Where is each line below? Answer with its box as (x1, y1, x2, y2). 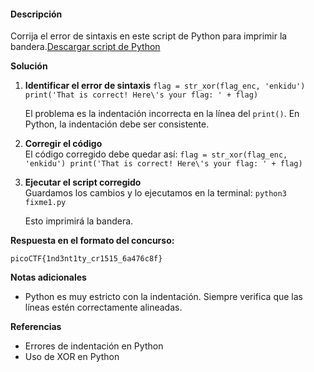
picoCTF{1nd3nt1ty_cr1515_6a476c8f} (10, 254, 163, 264)
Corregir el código (24, 138, 103, 150)
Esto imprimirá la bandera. (24, 215, 134, 227)
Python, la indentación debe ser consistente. (24, 118, 210, 130)
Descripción (10, 8, 63, 20)
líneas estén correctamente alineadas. (24, 301, 183, 314)
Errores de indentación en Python (24, 340, 164, 352)
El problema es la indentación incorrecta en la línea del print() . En (24, 108, 300, 120)
